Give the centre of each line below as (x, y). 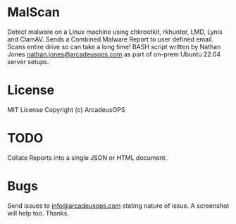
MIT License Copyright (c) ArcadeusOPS (66, 109)
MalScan (33, 12)
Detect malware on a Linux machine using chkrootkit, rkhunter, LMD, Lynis (115, 32)
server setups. (28, 61)
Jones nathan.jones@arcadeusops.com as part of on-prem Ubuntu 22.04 (114, 54)
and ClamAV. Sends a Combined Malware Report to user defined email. (110, 39)
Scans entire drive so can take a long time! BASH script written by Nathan (114, 46)
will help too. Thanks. (38, 213)
